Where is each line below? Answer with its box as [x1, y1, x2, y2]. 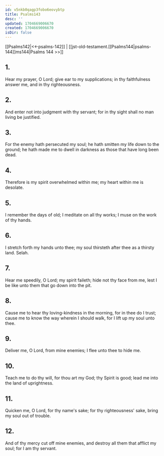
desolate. [5, 184, 24, 190]
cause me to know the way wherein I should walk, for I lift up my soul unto [5, 315, 155, 321]
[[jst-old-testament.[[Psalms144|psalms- [68, 44, 151, 49]
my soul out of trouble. [5, 413, 51, 419]
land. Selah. [5, 249, 29, 255]
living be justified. [5, 114, 41, 120]
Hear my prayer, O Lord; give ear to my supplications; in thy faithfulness [5, 76, 151, 82]
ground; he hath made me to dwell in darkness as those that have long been [5, 146, 159, 153]
